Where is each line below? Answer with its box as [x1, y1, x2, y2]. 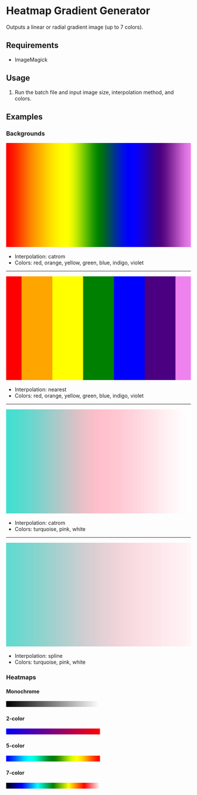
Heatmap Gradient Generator [6, 4, 151, 18]
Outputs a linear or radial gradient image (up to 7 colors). [6, 23, 144, 30]
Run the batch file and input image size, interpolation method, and [14, 89, 174, 96]
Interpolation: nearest [14, 386, 67, 393]
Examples [6, 111, 43, 121]
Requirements [6, 40, 59, 50]
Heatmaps [6, 673, 36, 681]
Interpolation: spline [14, 653, 63, 660]
